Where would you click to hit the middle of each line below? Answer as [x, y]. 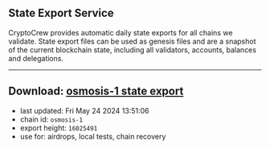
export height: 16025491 [59, 127]
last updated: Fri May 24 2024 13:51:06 [84, 110]
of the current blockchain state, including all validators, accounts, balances [133, 50]
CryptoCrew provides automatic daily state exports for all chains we [121, 32]
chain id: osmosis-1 [51, 119]
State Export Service [61, 13]
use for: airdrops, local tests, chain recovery [93, 136]
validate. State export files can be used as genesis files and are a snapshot [132, 41]
